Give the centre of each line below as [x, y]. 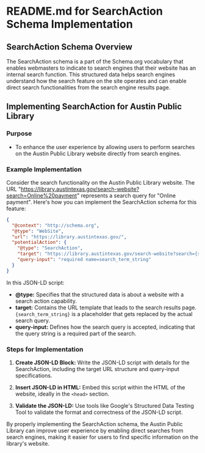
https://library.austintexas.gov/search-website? [80, 189]
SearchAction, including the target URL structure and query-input [97, 369]
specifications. [34, 376]
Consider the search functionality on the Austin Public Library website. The [101, 182]
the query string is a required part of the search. [76, 333]
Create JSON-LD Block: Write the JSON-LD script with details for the [102, 363]
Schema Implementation [70, 24]
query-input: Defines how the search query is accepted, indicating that [105, 327]
